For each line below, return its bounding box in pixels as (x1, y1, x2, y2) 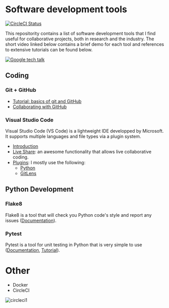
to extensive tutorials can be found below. (5, 46, 93, 53)
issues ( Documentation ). (5, 217, 57, 223)
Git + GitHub (5, 87, 37, 94)
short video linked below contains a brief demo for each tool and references (5, 41, 164, 47)
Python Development (5, 185, 74, 194)
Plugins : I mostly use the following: (12, 159, 86, 165)
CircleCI (12, 287, 29, 293)
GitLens (20, 170, 37, 176)
